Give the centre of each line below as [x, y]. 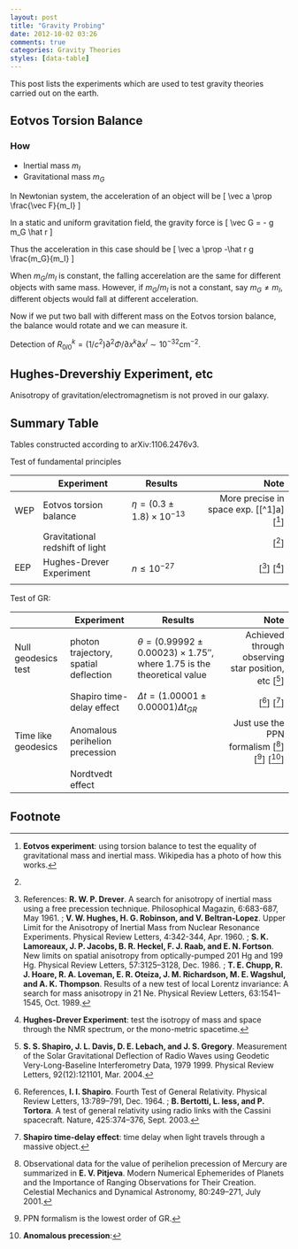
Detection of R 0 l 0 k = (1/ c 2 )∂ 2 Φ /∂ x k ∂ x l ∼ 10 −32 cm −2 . [106, 344]
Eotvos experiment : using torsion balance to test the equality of [140, 846]
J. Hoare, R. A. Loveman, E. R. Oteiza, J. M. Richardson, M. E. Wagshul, [154, 975]
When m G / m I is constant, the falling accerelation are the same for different [145, 277]
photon [85, 641]
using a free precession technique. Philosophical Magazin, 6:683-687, [150, 909]
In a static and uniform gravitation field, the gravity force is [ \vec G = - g [142, 223]
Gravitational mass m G [64, 178]
